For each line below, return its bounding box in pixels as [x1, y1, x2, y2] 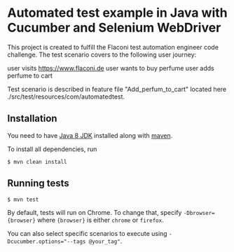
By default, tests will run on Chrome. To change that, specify [7, 208, 182, 216]
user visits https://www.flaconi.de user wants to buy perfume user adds [7, 64, 215, 72]
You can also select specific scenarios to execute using [7, 229, 167, 237]
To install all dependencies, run [7, 145, 97, 153]
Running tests [7, 177, 70, 190]
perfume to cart [7, 71, 53, 80]
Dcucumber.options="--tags [7, 238, 86, 245]
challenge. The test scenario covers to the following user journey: [7, 50, 197, 59]
